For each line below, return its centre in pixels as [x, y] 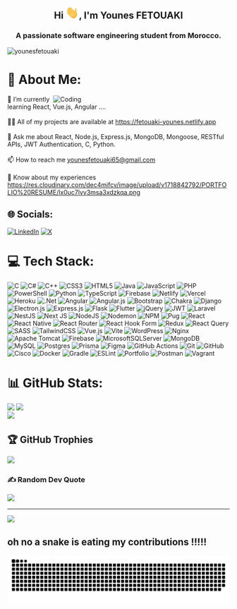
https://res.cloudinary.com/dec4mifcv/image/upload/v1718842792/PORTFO [117, 185]
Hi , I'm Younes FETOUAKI [119, 16]
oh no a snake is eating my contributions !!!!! [107, 542]
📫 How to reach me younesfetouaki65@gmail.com [81, 159]
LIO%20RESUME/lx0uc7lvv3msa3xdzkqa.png [74, 192]
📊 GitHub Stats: [55, 383]
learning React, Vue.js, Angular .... [57, 107]
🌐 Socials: [30, 215]
